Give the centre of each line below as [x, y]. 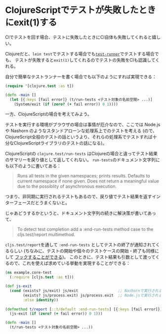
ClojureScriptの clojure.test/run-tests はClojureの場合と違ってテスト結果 [82, 154]
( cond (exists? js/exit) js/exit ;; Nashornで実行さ [82, 291]
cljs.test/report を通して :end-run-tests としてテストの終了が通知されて [80, 245]
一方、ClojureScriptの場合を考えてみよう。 [49, 114]
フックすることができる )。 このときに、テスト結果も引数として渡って [85, 257]
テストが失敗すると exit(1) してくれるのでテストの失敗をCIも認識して [85, 60]
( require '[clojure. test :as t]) [40, 86]
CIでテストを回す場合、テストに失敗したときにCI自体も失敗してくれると [79, 37]
